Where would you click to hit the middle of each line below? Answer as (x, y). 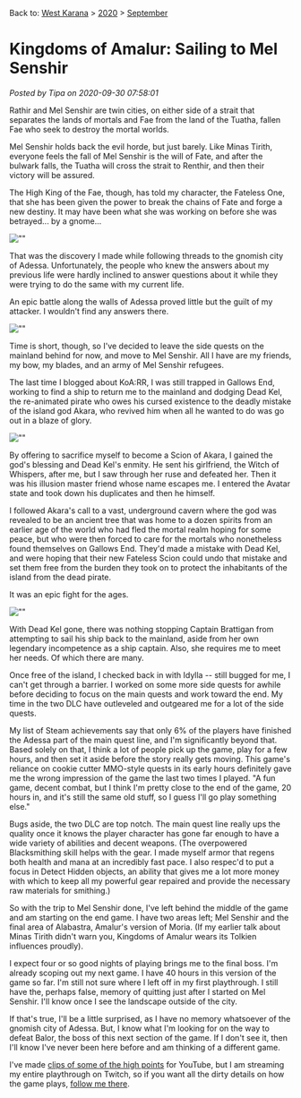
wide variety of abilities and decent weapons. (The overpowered (129, 843)
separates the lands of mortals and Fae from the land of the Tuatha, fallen (145, 119)
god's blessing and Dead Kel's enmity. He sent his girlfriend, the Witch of (144, 464)
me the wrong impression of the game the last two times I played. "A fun (142, 777)
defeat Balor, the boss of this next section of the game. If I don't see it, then (149, 1037)
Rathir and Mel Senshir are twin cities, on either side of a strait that (132, 110)
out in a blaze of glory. (51, 420)
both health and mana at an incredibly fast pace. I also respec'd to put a (142, 862)
